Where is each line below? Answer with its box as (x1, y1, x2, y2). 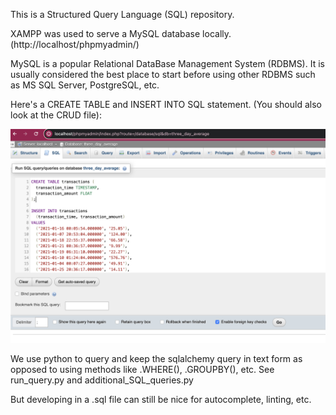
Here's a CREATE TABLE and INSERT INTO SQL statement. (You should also (10, 99, 322, 110)
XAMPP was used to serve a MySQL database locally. (10, 28, 232, 39)
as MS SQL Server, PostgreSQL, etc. (10, 79, 160, 91)
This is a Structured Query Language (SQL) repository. (10, 9, 235, 20)
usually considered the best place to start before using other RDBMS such (10, 69, 316, 80)
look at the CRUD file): (10, 109, 102, 121)
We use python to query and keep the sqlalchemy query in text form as (10, 352, 303, 364)
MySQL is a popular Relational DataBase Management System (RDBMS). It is (10, 58, 325, 69)
